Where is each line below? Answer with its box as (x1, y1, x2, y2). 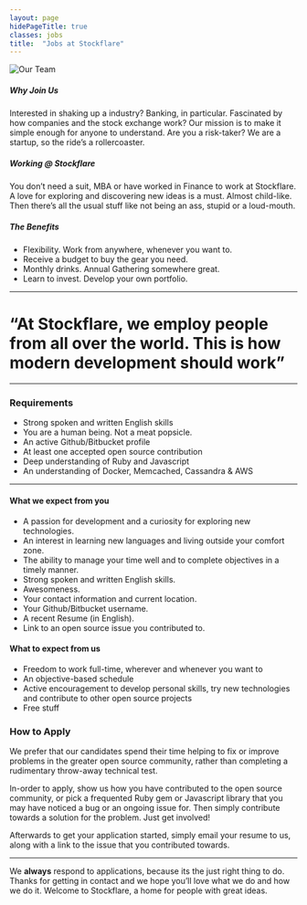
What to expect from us (9, 643, 101, 654)
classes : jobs (9, 30, 64, 39)
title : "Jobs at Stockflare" (9, 38, 125, 48)
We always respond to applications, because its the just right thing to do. (9, 866, 285, 877)
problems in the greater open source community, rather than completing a (9, 755, 289, 767)
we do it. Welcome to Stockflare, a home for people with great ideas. (9, 885, 268, 896)
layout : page (9, 13, 59, 23)
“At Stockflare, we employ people (9, 314, 269, 334)
